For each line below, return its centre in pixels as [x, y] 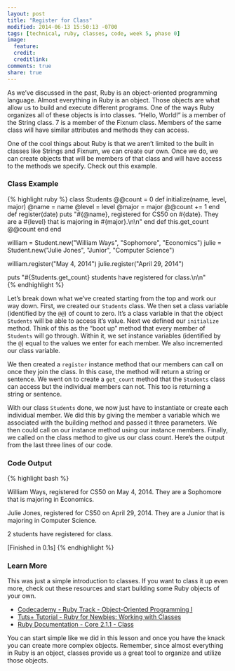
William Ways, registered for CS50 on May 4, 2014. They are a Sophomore [115, 492]
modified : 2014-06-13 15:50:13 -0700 [62, 27]
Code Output [30, 463]
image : [17, 40]
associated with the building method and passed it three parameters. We [112, 423]
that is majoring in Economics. [51, 500]
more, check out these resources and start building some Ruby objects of [113, 589]
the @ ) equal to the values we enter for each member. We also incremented [115, 343]
